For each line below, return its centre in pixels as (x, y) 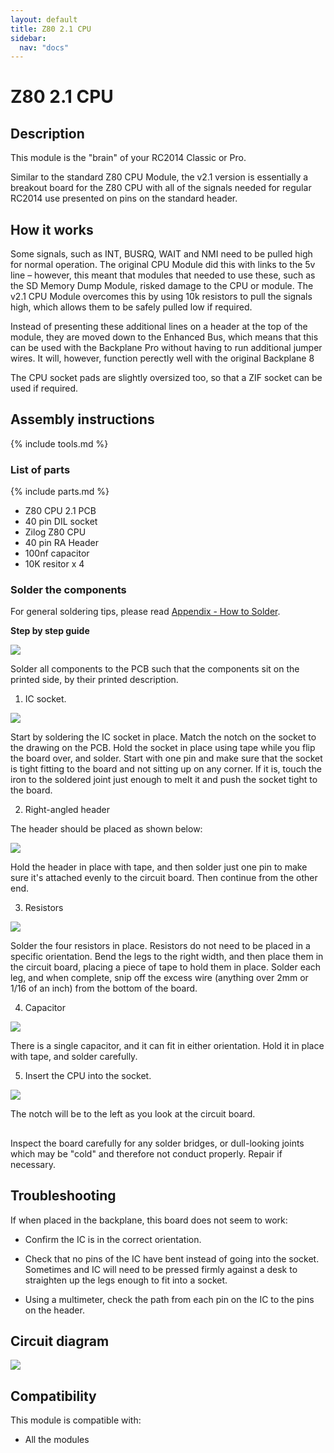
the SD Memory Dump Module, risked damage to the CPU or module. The (162, 286)
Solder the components (68, 590)
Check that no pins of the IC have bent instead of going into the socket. (172, 1258)
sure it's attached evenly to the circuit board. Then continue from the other (164, 878)
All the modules (57, 1440)
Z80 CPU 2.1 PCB (60, 511)
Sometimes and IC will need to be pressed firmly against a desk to (161, 1269)
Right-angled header (67, 810)
